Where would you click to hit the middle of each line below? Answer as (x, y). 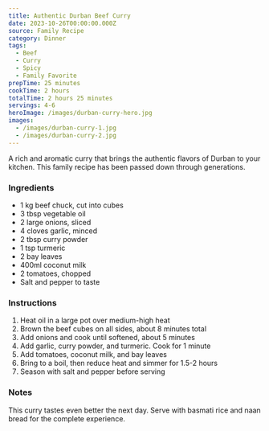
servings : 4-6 (32, 105)
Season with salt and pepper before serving (93, 371)
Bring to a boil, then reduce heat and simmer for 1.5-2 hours (119, 363)
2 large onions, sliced (55, 222)
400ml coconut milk (53, 265)
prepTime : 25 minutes (45, 83)
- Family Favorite (47, 76)
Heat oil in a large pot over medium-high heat (95, 320)
